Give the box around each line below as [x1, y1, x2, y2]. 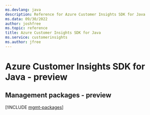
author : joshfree [5, 21, 41, 26]
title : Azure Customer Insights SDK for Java [5, 30, 101, 35]
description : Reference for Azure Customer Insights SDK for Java [5, 12, 146, 17]
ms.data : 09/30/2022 [5, 16, 48, 21]
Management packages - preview [5, 91, 112, 100]
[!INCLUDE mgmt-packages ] [5, 104, 64, 110]
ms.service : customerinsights [5, 35, 68, 40]
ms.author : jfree [5, 40, 41, 45]
